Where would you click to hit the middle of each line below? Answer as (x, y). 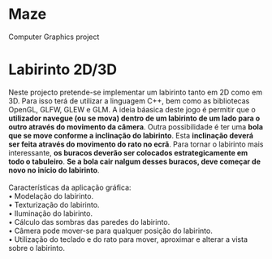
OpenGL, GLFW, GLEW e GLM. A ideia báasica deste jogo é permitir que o (132, 109)
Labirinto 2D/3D (63, 70)
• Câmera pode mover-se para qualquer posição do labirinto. (110, 230)
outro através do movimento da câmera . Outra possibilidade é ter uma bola (136, 126)
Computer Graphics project (54, 37)
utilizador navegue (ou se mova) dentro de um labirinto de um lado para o (134, 118)
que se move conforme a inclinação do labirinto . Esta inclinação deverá (131, 135)
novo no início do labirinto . (54, 170)
